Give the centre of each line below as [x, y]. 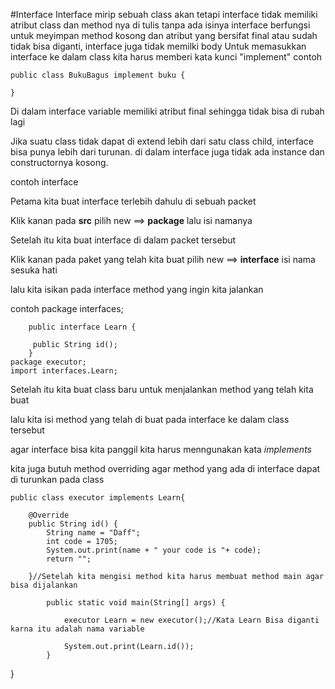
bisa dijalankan [44, 585]
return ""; [69, 559]
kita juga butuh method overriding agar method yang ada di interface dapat [165, 468]
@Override [49, 515]
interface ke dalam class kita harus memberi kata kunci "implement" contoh [166, 57]
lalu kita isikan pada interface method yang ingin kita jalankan [137, 289]
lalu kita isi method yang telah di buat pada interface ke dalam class [150, 419]
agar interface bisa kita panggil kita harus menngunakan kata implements [161, 449]
